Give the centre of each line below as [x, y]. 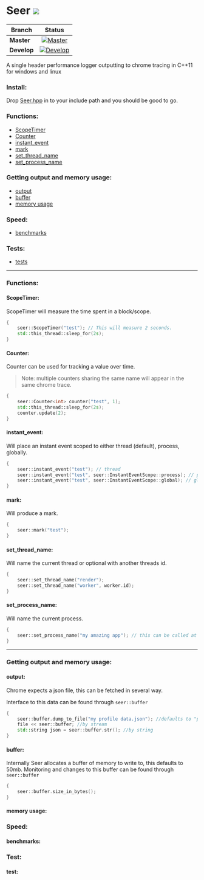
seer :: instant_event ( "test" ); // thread [69, 469]
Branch [22, 30]
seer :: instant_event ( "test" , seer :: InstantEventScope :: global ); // [104, 480]
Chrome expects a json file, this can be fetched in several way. [84, 690]
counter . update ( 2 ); [42, 413]
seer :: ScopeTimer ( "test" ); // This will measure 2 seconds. [95, 328]
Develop [22, 50]
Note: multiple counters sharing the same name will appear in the [103, 378]
